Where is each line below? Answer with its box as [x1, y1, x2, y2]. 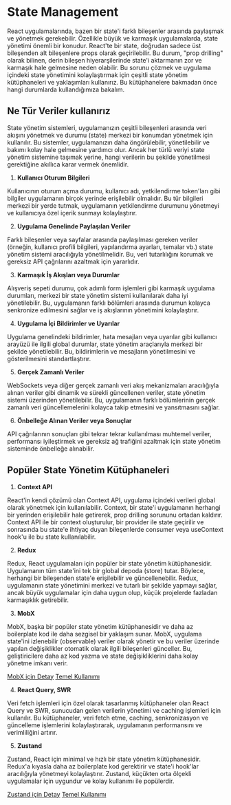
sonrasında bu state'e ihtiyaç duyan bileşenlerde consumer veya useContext [7, 525, 223, 533]
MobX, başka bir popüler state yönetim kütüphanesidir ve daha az [7, 622, 194, 630]
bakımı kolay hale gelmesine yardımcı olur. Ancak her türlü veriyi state [7, 145, 205, 153]
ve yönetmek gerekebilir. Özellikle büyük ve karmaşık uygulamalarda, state [7, 34, 219, 42]
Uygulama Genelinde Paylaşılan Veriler [16, 222, 131, 230]
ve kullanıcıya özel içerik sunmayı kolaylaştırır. [7, 208, 137, 217]
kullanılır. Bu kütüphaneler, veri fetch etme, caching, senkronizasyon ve [7, 713, 208, 722]
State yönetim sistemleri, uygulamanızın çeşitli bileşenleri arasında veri [7, 123, 207, 131]
